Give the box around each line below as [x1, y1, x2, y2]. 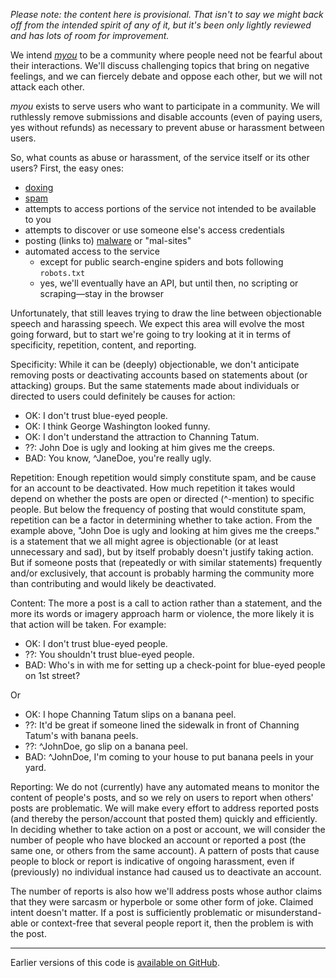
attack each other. [10, 81, 85, 93]
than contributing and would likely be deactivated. [10, 578, 217, 589]
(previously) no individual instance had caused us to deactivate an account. [10, 866, 322, 878]
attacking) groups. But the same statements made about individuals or [10, 380, 300, 391]
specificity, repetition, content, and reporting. [10, 339, 197, 351]
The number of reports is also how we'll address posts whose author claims [10, 885, 323, 897]
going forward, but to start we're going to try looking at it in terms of [10, 329, 292, 340]
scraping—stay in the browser [39, 288, 165, 299]
